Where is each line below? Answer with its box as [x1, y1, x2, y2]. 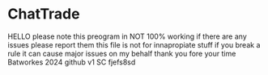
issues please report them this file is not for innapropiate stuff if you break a [7, 40, 261, 49]
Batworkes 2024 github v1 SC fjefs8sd [7, 57, 136, 67]
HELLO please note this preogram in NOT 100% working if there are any [7, 31, 248, 41]
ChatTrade [7, 5, 80, 23]
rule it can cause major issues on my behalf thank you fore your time [7, 48, 236, 58]
